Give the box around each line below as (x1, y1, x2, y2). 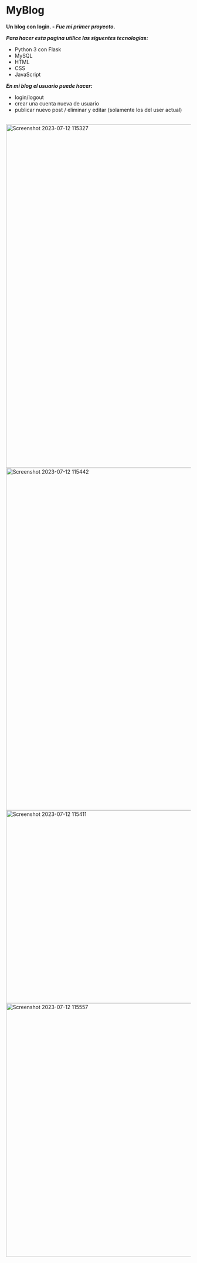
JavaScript (14, 71, 41, 78)
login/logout (14, 94, 44, 101)
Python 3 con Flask (14, 45, 62, 53)
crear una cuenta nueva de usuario (14, 100, 100, 107)
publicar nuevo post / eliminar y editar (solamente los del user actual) (14, 106, 182, 113)
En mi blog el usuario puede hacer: (6, 82, 93, 89)
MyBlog (6, 4, 45, 17)
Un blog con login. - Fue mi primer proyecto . (6, 23, 116, 30)
